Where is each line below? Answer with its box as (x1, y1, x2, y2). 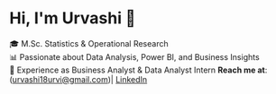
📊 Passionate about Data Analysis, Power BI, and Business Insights (9, 51, 260, 62)
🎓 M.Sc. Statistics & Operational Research (9, 38, 169, 48)
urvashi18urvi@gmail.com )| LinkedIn (12, 73, 148, 84)
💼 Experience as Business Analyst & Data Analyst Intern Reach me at (9, 64, 266, 75)
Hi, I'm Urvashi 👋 (9, 8, 136, 29)
